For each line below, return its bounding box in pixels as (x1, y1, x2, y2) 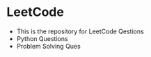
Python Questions (16, 34, 68, 42)
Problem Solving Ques (16, 42, 81, 50)
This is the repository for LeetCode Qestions (16, 27, 144, 35)
